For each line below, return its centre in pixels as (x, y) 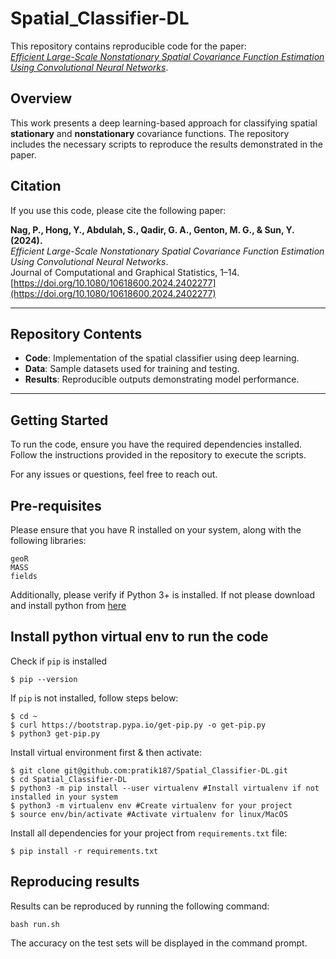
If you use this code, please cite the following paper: (118, 210)
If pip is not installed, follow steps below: (94, 698)
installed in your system (64, 797)
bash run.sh (35, 924)
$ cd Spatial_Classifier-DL (69, 779)
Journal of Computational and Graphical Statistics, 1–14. (125, 272)
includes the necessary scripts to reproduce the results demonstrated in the (167, 144)
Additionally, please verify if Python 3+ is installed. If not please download (162, 595)
